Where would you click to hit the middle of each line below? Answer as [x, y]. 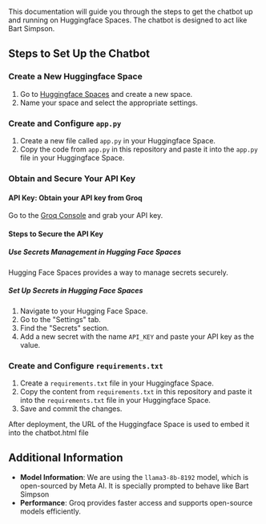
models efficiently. [50, 511]
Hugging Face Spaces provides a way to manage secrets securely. [118, 272]
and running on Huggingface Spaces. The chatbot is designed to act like [128, 20]
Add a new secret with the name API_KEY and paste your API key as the [137, 337]
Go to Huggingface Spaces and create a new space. [106, 94]
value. [30, 345]
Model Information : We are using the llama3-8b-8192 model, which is [134, 477]
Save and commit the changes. [71, 409]
